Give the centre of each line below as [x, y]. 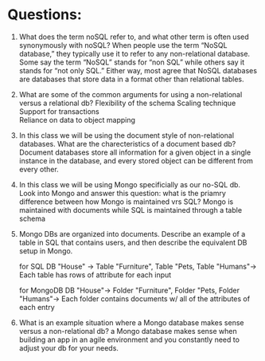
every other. [39, 169]
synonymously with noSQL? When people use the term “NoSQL [123, 45]
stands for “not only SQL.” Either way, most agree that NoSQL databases [138, 70]
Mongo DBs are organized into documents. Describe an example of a [132, 233]
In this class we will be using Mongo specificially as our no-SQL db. [129, 184]
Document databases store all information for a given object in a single [135, 152]
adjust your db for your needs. [68, 347]
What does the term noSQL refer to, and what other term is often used [134, 37]
